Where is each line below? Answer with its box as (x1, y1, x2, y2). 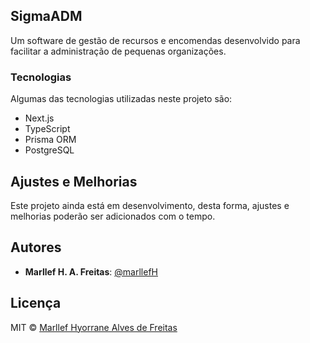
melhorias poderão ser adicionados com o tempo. (10, 210, 216, 222)
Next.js (24, 112, 55, 124)
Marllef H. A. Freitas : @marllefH (24, 265, 158, 278)
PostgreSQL (24, 144, 75, 156)
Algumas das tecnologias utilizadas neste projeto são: (10, 93, 233, 105)
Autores (10, 239, 62, 256)
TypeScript (24, 123, 71, 135)
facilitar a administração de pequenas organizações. (10, 45, 227, 57)
